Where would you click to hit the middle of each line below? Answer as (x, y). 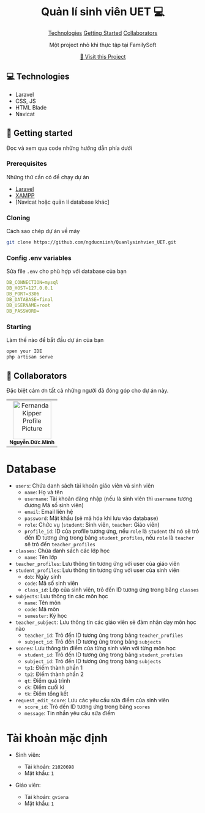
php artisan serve (30, 357)
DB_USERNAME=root (28, 305)
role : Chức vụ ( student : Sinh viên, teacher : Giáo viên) (92, 525)
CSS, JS (25, 101)
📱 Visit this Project (103, 56)
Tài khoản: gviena (47, 797)
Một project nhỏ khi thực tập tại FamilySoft (103, 45)
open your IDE (24, 351)
